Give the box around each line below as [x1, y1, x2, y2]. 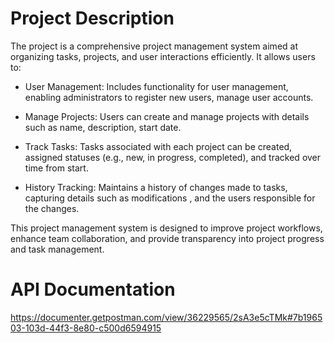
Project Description [10, 7, 175, 30]
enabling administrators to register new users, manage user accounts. [24, 91, 314, 103]
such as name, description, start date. [24, 121, 182, 133]
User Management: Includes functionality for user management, [24, 80, 289, 92]
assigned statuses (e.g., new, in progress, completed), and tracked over [24, 151, 322, 163]
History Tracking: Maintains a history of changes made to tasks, [24, 181, 288, 193]
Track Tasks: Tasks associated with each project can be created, [24, 140, 293, 152]
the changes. [24, 202, 80, 214]
